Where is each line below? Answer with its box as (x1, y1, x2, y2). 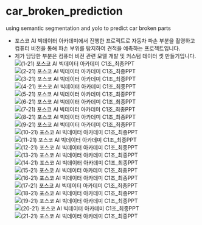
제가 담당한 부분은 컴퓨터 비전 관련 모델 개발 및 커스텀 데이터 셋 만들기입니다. (14, 52, 197, 59)
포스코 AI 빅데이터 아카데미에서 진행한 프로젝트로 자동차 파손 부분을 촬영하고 (14, 37, 195, 44)
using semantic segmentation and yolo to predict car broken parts (5, 24, 171, 32)
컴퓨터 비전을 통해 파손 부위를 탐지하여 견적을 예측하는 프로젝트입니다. (14, 45, 181, 52)
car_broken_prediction (5, 4, 123, 18)
